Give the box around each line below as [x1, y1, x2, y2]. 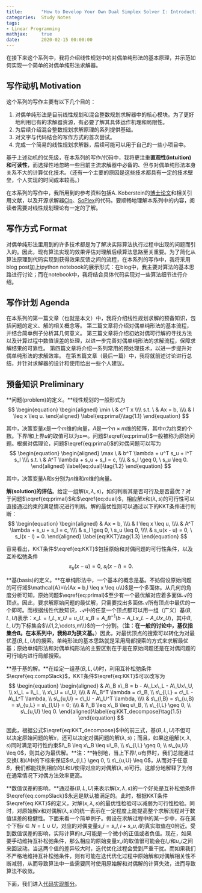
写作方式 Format [6, 223, 67, 234]
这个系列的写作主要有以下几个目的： [6, 98, 96, 105]
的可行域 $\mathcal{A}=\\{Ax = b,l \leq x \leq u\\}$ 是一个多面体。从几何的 [6, 584, 186, 591]
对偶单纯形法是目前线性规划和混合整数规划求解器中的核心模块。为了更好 [14, 111, 194, 118]
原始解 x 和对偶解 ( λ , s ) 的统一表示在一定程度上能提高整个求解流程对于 [22, 807, 191, 814]
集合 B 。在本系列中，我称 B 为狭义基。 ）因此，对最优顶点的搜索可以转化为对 [6, 629, 190, 636]
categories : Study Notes [6, 14, 71, 20]
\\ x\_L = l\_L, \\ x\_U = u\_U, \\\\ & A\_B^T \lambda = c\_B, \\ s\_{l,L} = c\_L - [8, 688, 194, 695]
